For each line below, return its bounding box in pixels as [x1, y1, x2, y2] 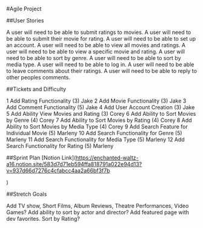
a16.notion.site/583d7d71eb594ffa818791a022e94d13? [6, 161, 142, 167]
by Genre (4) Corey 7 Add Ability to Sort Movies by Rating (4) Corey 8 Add [6, 116, 192, 124]
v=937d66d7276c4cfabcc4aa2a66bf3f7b [6, 167, 110, 174]
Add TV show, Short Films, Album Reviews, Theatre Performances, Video [6, 203, 189, 209]
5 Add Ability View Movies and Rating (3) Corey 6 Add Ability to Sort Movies [6, 110, 196, 117]
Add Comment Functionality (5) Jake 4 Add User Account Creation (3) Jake [6, 104, 195, 111]
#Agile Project [6, 5, 42, 12]
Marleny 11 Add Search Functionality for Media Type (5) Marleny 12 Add [6, 136, 185, 143]
